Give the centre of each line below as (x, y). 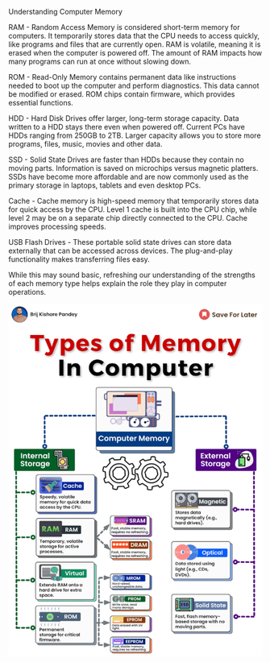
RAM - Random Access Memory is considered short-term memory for (124, 27)
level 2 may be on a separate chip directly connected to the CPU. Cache (128, 218)
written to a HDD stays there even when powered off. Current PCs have (127, 127)
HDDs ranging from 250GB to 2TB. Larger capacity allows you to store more (135, 135)
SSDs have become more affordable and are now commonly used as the (129, 177)
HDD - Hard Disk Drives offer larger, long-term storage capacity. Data (124, 118)
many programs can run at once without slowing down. (100, 61)
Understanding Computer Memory (65, 12)
